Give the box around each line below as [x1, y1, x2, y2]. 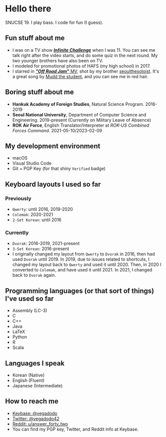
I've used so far [5, 294, 54, 303]
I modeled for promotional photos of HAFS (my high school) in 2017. [12, 63, 151, 69]
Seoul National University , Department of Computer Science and [12, 111, 147, 117]
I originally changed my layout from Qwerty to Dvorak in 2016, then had [12, 251, 155, 257]
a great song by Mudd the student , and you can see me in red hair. [12, 73, 149, 80]
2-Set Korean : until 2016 [12, 217, 62, 223]
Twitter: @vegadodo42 [12, 416, 59, 422]
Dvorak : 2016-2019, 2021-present [12, 241, 80, 247]
